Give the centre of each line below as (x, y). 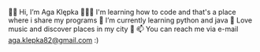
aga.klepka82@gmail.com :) (54, 40)
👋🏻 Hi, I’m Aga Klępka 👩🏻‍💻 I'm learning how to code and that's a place (122, 12)
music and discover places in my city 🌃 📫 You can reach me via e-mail (123, 29)
